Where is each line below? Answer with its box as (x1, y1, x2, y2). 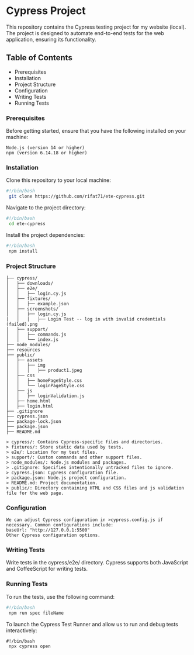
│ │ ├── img (6, 362, 46, 368)
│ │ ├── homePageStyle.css (6, 377, 82, 384)
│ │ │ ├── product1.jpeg (6, 367, 82, 373)
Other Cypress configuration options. (6, 532, 101, 539)
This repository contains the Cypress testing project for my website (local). (6, 23, 186, 30)
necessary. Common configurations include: (6, 522, 114, 528)
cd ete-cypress (8, 220, 46, 226)
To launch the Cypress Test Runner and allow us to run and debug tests (6, 620, 178, 628)
